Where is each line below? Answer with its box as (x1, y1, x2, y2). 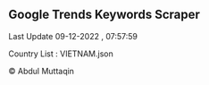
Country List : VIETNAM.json (8, 48, 113, 59)
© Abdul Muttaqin (8, 65, 75, 76)
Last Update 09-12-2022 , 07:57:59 (8, 30, 138, 41)
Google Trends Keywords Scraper (8, 7, 200, 22)
